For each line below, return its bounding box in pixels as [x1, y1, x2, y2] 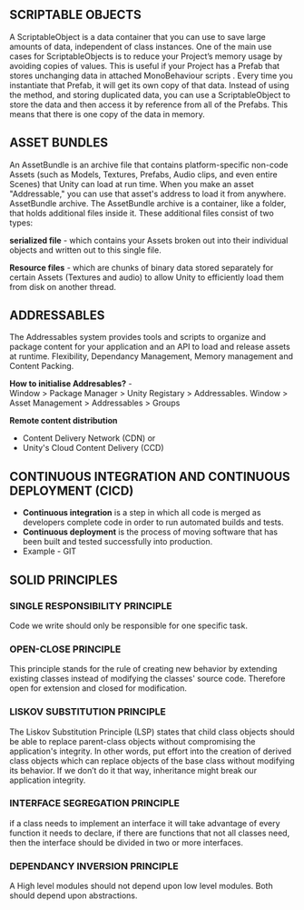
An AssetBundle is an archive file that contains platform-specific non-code [9, 159, 289, 170]
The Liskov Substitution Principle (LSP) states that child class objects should [9, 726, 295, 737]
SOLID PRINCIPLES [9, 572, 118, 587]
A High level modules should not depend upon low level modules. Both [9, 881, 274, 892]
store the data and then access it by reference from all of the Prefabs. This [9, 99, 289, 110]
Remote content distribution [9, 415, 118, 426]
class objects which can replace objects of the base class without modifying [9, 755, 295, 766]
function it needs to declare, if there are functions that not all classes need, [9, 827, 290, 838]
